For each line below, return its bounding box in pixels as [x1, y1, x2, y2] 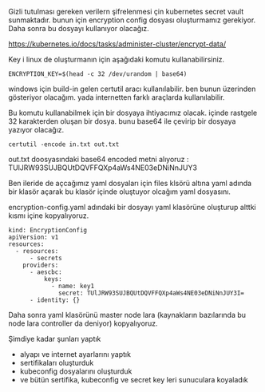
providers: [22, 261, 59, 269]
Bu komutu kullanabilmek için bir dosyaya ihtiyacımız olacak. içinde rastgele [8, 108, 258, 117]
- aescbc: [29, 268, 62, 276]
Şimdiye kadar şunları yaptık [8, 335, 101, 343]
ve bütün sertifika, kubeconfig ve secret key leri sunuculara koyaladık [19, 375, 249, 384]
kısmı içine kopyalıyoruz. [8, 211, 89, 220]
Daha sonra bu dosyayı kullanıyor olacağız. [8, 24, 149, 33]
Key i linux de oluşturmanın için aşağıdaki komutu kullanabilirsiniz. [8, 55, 225, 64]
